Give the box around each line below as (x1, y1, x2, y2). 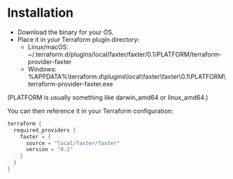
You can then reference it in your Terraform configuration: (7, 107, 174, 115)
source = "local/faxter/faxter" (25, 139, 120, 147)
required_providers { (13, 127, 77, 134)
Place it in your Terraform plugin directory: (17, 35, 140, 43)
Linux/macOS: (27, 42, 68, 51)
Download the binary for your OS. (17, 28, 114, 36)
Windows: (27, 65, 57, 73)
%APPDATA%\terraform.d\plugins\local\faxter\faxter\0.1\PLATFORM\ (27, 72, 226, 81)
